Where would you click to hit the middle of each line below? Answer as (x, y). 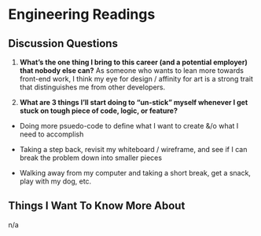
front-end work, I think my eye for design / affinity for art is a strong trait (136, 79)
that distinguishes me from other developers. (92, 87)
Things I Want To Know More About (97, 206)
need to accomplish (51, 134)
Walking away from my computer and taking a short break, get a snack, (135, 173)
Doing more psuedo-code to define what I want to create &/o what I (129, 126)
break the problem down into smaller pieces (91, 158)
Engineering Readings (82, 15)
